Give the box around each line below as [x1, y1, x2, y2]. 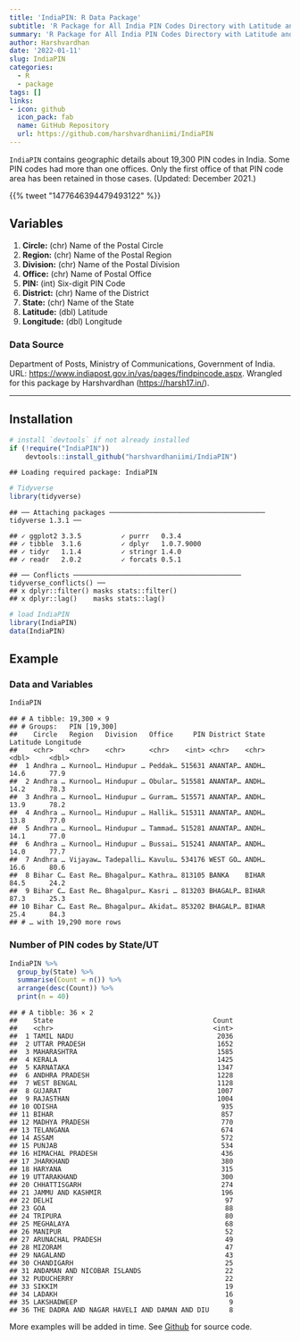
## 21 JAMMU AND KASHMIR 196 [9, 1188, 234, 1198]
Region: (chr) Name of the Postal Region [21, 249, 172, 260]
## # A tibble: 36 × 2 [9, 1008, 94, 1017]
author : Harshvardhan [9, 38, 90, 47]
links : [9, 96, 34, 105]
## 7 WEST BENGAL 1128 [9, 1079, 234, 1088]
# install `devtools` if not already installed [9, 435, 190, 444]
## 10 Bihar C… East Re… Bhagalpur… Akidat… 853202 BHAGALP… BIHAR [9, 902, 266, 912]
